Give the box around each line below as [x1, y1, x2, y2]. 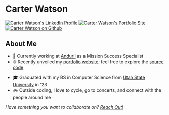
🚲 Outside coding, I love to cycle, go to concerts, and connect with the [12, 87, 162, 93]
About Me [5, 40, 37, 48]
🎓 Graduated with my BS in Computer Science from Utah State [12, 74, 145, 80]
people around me [12, 94, 51, 100]
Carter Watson [5, 3, 68, 15]
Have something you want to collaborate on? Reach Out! [5, 104, 124, 110]
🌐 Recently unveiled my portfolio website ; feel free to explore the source [12, 59, 164, 65]
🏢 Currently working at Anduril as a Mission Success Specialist [12, 53, 144, 59]
